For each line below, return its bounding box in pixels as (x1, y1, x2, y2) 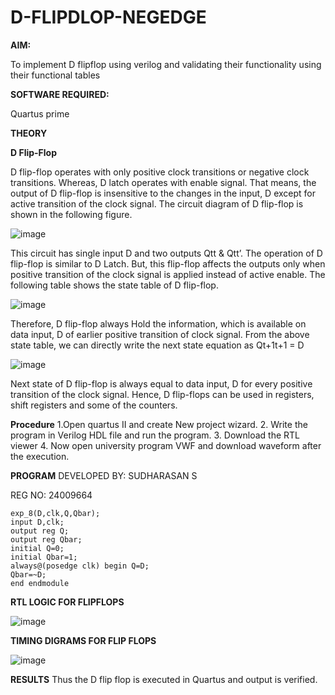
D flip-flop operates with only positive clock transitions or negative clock (10, 166, 310, 178)
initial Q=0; (10, 543, 65, 553)
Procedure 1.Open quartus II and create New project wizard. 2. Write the (10, 418, 308, 430)
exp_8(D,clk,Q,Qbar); (10, 508, 101, 518)
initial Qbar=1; (10, 552, 78, 562)
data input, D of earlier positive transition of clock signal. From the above (10, 328, 310, 340)
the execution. (10, 450, 70, 462)
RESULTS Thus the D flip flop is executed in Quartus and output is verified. (10, 673, 318, 685)
